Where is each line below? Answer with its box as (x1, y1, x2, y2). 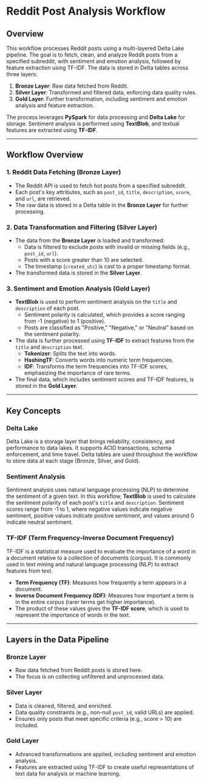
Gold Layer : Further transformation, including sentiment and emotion (15, 96, 188, 102)
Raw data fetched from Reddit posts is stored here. (15, 667, 143, 674)
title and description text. (15, 343, 84, 351)
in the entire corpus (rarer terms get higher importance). (15, 598, 156, 605)
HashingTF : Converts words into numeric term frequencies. (24, 356, 174, 363)
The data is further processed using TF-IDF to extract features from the (15, 337, 194, 345)
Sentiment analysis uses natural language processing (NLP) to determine (6, 486, 189, 494)
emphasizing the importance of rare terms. (24, 370, 132, 377)
